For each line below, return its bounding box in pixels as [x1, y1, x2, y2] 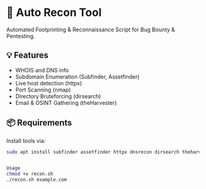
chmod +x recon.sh [6, 171, 53, 177]
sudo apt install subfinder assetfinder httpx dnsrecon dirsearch [6, 148, 180, 155]
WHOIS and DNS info [15, 66, 69, 74]
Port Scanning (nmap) [15, 86, 71, 93]
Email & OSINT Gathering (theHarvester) [15, 99, 117, 106]
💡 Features [6, 50, 49, 61]
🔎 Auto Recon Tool [6, 6, 102, 20]
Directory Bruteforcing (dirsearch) [15, 92, 101, 100]
